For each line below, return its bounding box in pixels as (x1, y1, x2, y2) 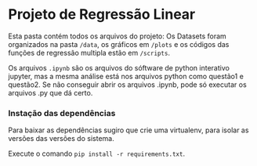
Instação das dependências (8, 107, 116, 118)
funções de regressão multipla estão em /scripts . (8, 48, 171, 57)
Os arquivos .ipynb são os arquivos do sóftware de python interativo (8, 63, 230, 72)
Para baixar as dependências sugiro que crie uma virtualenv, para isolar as (8, 125, 249, 135)
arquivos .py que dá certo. (8, 88, 93, 97)
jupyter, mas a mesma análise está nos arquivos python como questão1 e (8, 71, 244, 81)
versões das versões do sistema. (8, 134, 115, 143)
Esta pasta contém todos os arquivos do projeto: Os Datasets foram (8, 31, 227, 41)
